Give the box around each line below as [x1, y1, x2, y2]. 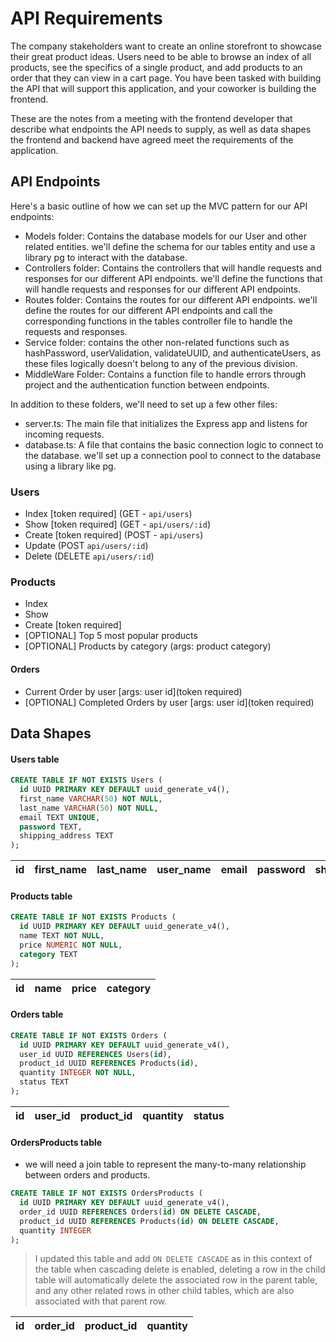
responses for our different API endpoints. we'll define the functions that [24, 272, 323, 284]
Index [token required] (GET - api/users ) [24, 508, 193, 520]
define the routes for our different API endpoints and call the [24, 304, 273, 316]
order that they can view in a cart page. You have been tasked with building [10, 72, 322, 84]
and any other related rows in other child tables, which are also [34, 1285, 295, 1297]
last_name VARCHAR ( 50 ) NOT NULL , [19, 803, 159, 813]
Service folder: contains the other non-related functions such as [24, 336, 290, 348]
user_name [156, 863, 212, 877]
